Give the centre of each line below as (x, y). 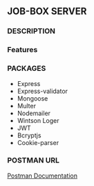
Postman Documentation (43, 176)
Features (22, 50)
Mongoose (32, 98)
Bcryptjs (29, 135)
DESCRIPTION (31, 31)
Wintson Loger (38, 120)
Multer (27, 105)
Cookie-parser (38, 142)
